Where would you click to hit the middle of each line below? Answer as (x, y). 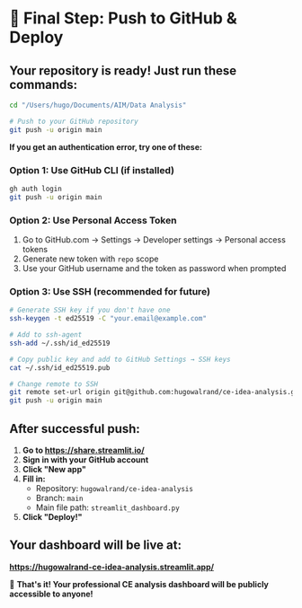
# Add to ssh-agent (46, 335)
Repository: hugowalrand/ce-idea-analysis (114, 488)
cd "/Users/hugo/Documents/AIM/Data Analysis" (98, 105)
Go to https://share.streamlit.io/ (84, 450)
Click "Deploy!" (52, 516)
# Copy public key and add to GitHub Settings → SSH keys (120, 359)
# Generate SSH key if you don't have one (90, 310)
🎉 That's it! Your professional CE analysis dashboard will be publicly (139, 584)
